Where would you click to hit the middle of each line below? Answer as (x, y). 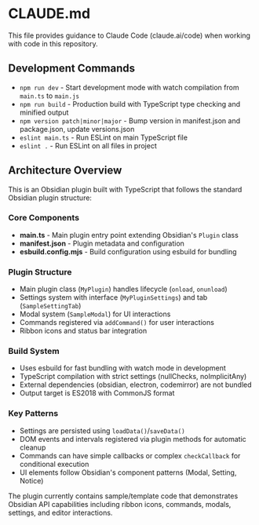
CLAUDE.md (49, 14)
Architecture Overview (65, 171)
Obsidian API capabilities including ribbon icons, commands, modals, (120, 504)
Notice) (31, 480)
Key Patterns (33, 414)
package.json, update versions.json (77, 129)
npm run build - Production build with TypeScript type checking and (130, 104)
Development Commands (72, 69)
